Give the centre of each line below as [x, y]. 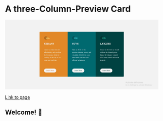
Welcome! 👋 [24, 112]
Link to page [18, 97]
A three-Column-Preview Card [68, 9]
